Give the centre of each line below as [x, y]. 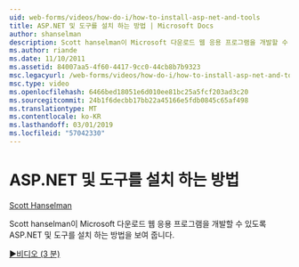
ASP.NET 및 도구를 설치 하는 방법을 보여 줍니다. [92, 235]
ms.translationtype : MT [53, 109]
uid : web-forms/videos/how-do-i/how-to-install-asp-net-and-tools [135, 17]
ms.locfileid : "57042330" [57, 133]
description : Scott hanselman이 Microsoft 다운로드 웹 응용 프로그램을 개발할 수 [149, 42]
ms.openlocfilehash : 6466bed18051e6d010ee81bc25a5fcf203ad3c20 [129, 92]
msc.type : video [39, 84]
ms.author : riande [43, 51]
